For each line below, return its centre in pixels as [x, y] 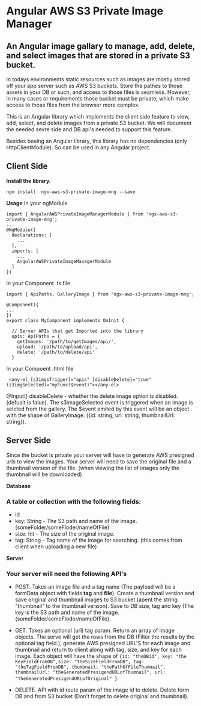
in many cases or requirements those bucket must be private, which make [97, 98]
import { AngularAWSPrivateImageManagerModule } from [75, 214]
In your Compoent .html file [40, 368]
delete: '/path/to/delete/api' [56, 352]
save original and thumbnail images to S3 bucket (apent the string [96, 599]
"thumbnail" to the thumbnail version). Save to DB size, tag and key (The [104, 606]
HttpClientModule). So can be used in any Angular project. [79, 147]
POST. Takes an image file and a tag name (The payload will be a [95, 587]
